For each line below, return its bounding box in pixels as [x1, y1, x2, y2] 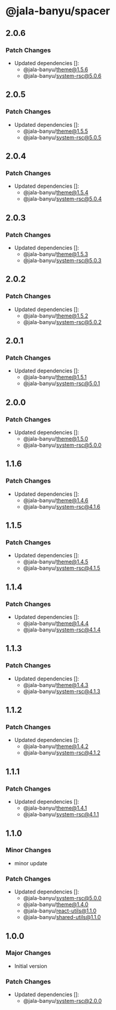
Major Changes [5, 949, 51, 957]
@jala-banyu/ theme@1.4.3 [23, 681, 88, 688]
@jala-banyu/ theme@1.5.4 [23, 189, 88, 196]
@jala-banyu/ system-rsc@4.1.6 [23, 503, 101, 510]
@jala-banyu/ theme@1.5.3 [23, 250, 88, 258]
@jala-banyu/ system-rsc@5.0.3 [23, 257, 102, 264]
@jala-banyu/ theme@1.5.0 [23, 435, 88, 442]
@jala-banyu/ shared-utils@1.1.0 [23, 914, 101, 921]
